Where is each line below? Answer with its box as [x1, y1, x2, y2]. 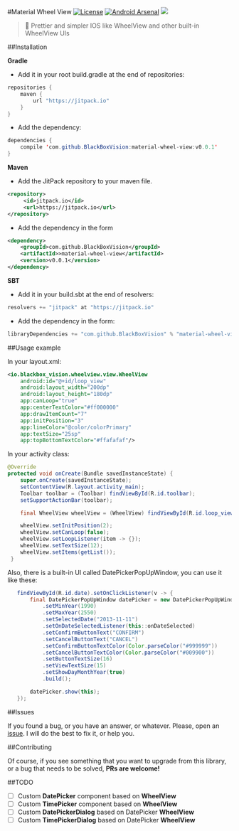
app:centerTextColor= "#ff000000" [20, 404, 119, 411]
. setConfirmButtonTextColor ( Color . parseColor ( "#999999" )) [42, 642, 218, 650]
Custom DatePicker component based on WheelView [17, 791, 176, 800]
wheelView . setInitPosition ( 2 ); [20, 522, 113, 530]
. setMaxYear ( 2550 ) [42, 609, 97, 616]
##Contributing [7, 743, 52, 751]
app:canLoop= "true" [20, 397, 78, 404]
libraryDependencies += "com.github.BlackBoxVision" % [7, 331, 174, 338]
